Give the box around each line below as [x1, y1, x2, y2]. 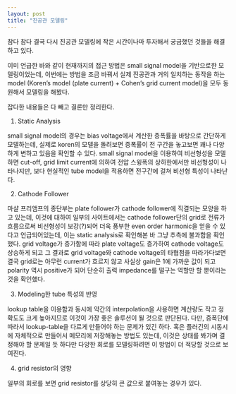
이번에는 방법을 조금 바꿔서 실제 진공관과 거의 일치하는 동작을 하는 [44, 70, 225, 78]
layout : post [7, 10, 46, 18]
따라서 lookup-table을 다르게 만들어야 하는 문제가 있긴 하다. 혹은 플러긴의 [7, 322, 210, 330]
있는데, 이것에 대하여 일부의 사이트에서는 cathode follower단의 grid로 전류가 [14, 213, 225, 221]
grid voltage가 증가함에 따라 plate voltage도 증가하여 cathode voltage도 [22, 239, 224, 248]
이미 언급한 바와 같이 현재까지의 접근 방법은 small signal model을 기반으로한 [7, 61, 217, 69]
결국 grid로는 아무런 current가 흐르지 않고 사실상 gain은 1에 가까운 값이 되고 [7, 257, 216, 265]
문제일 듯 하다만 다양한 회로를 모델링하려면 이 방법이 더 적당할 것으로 [33, 340, 222, 348]
